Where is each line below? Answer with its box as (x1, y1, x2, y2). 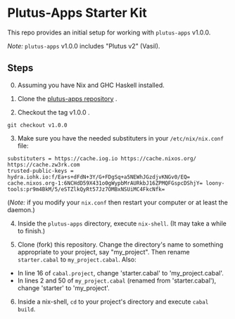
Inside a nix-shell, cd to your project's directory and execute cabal (17, 297, 209, 306)
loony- (205, 179, 225, 187)
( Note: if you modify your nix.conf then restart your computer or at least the (7, 198, 229, 207)
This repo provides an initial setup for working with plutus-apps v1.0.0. (7, 28, 211, 37)
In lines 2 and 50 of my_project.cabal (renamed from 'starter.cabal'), (17, 276, 217, 285)
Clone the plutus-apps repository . (17, 94, 118, 103)
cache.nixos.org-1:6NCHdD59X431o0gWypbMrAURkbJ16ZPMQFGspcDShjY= (7, 179, 203, 187)
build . (17, 304, 36, 313)
